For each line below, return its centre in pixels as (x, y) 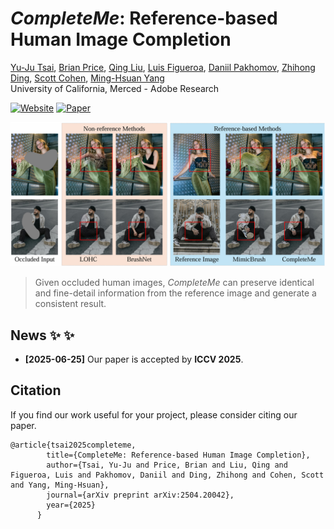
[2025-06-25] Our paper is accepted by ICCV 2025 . (134, 359)
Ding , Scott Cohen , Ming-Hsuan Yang (87, 78)
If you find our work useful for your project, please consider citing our (154, 414)
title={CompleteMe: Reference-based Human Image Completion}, (178, 455)
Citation (36, 390)
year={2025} (71, 505)
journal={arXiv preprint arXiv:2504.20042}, (140, 495)
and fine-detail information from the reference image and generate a (175, 293)
